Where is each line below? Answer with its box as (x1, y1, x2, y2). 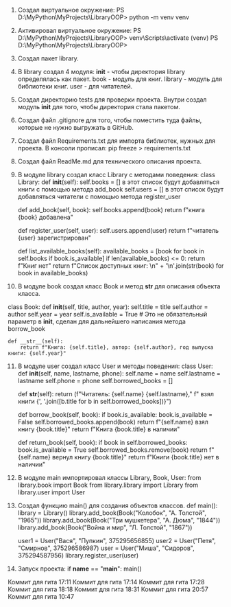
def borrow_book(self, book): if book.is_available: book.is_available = (17, 411, 213, 418)
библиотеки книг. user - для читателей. (17, 82, 133, 90)
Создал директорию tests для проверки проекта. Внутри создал (17, 95, 207, 104)
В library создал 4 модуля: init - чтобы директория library (17, 68, 186, 76)
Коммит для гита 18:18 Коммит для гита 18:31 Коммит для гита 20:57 (8, 585, 208, 593)
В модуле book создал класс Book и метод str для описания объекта (17, 282, 221, 290)
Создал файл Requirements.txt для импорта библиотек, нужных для (17, 137, 215, 145)
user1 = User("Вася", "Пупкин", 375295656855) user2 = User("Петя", (17, 537, 217, 545)
